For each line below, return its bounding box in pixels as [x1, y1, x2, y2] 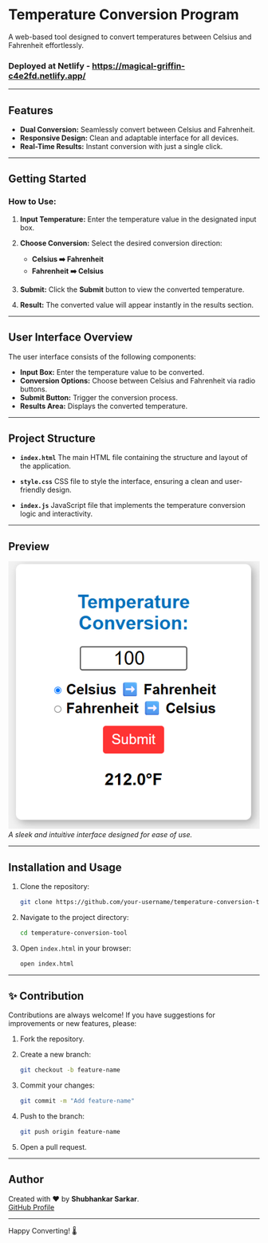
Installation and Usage [8, 860, 122, 874]
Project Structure [8, 431, 96, 445]
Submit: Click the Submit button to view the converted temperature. [19, 285, 245, 294]
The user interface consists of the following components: [8, 352, 197, 361]
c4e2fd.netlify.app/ [8, 70, 86, 81]
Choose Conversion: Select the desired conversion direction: [19, 238, 223, 248]
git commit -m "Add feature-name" [19, 1097, 135, 1105]
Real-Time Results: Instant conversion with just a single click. [19, 142, 223, 151]
